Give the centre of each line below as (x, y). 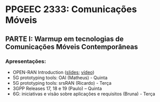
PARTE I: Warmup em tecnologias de (65, 39)
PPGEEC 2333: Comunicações (71, 9)
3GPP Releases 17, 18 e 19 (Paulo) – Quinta (57, 88)
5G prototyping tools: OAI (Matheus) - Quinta (60, 78)
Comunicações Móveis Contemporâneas (72, 47)
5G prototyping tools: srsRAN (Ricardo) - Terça (62, 83)
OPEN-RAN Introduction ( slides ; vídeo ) (53, 72)
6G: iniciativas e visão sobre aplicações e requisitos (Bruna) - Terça (84, 94)
